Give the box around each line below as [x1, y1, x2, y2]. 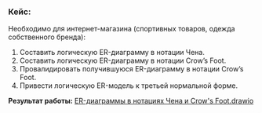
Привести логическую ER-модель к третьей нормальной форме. [19, 81, 238, 90]
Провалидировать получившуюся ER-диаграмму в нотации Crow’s [19, 64, 244, 74]
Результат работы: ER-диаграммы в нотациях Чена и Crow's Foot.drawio [8, 97, 254, 106]
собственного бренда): [8, 32, 86, 42]
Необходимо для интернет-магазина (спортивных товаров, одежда [8, 24, 235, 34]
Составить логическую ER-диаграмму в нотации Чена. [19, 48, 206, 57]
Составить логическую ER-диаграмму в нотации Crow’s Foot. [19, 56, 227, 65]
